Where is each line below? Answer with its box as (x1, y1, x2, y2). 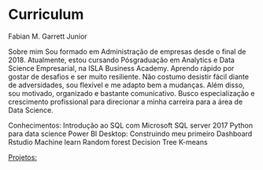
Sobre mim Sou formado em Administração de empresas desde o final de (8, 46, 246, 56)
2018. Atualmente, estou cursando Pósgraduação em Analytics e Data (8, 55, 235, 65)
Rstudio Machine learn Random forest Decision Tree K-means (8, 137, 208, 146)
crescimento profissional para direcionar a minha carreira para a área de (8, 97, 243, 106)
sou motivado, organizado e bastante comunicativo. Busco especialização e (8, 88, 255, 98)
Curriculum (8, 6, 84, 24)
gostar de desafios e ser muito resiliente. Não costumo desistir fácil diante (8, 72, 250, 81)
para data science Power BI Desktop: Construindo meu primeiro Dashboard (8, 128, 253, 139)
